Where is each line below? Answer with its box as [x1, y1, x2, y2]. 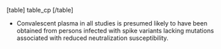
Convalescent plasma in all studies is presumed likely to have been [16, 19, 208, 27]
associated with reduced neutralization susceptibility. [16, 34, 169, 42]
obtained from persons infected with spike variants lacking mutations [16, 27, 214, 35]
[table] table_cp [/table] [6, 6, 73, 14]
